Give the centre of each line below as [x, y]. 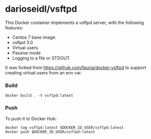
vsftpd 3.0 [23, 42]
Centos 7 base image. [34, 37]
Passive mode [26, 53]
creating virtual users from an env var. [44, 72]
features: [14, 27]
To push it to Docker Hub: [31, 118]
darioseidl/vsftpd [41, 9]
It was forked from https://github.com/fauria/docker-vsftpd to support [75, 68]
